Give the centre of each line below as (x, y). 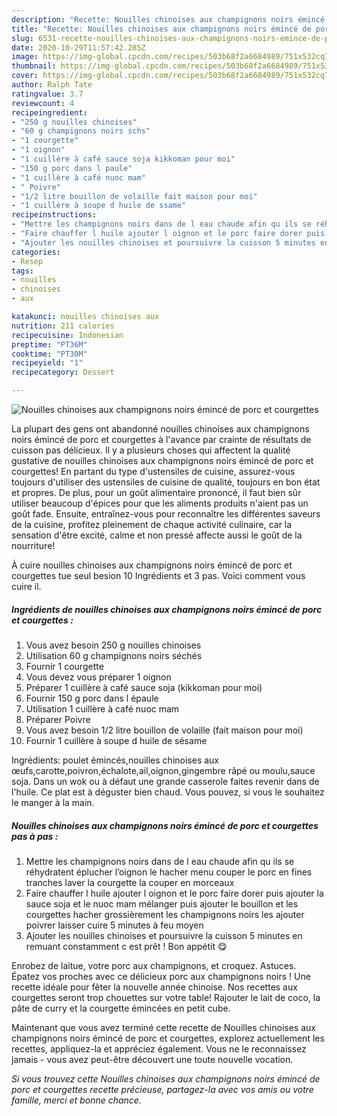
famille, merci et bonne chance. (76, 1100)
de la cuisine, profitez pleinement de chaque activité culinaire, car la (152, 524)
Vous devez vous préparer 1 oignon (98, 677)
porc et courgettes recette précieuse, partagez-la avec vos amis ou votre (162, 1089)
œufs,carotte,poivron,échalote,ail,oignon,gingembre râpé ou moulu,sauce (163, 770)
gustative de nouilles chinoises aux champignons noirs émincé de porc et (162, 460)
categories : (36, 252)
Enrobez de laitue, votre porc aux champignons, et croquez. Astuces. (154, 965)
